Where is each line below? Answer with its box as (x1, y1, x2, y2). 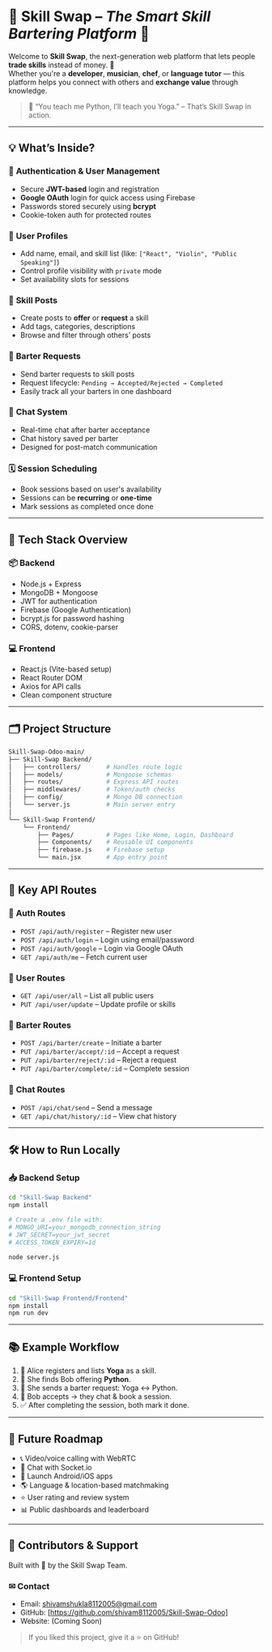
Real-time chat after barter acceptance (19, 425, 151, 435)
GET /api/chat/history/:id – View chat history (19, 1111, 176, 1121)
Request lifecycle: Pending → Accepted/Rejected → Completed (19, 377, 223, 388)
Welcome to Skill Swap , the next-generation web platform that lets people (8, 51, 256, 61)
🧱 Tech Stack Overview (8, 533, 128, 547)
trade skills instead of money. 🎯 (8, 60, 115, 70)
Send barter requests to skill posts (19, 369, 135, 379)
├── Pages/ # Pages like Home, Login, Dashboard (37, 830, 233, 839)
